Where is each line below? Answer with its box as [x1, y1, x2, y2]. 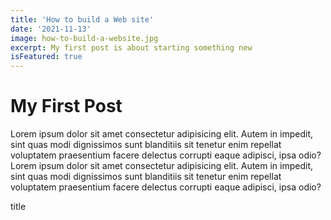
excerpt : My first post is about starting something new [10, 42, 253, 53]
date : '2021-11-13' [10, 24, 92, 34]
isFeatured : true [10, 52, 83, 62]
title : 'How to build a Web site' [10, 14, 155, 25]
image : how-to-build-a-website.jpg [10, 33, 159, 43]
